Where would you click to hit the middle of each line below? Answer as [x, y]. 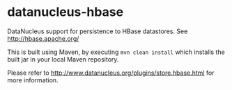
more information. [33, 80]
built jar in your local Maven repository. [63, 59]
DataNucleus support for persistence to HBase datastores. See [98, 31]
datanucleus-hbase [65, 12]
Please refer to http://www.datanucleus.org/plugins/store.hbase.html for [111, 73]
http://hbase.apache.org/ [43, 38]
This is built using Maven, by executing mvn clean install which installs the [116, 52]
